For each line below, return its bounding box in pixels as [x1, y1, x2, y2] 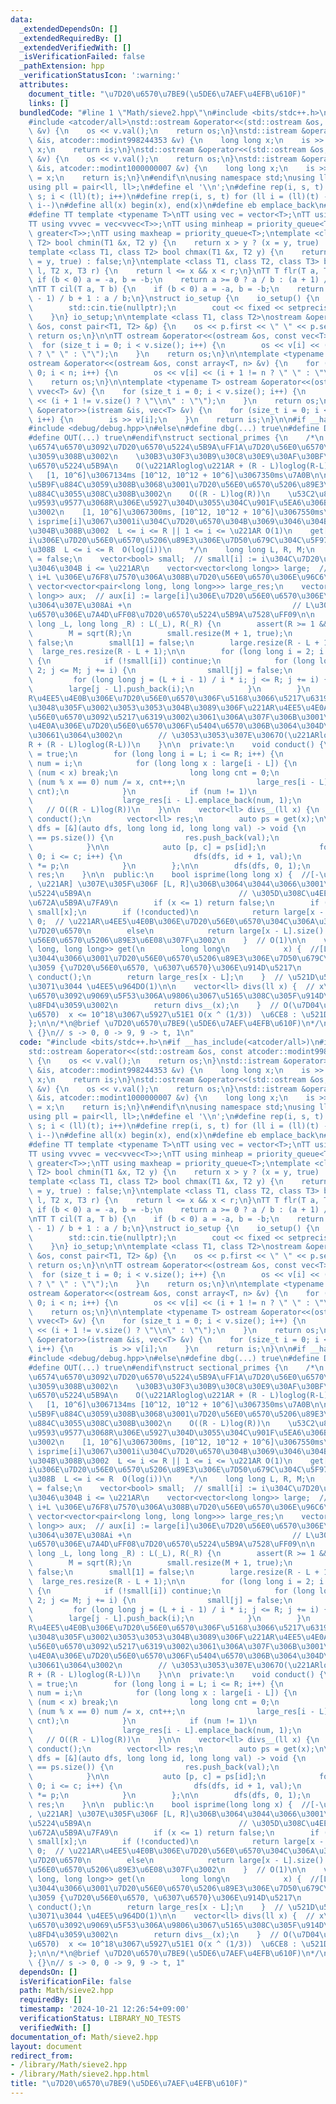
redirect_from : [10, 2051, 74, 2061]
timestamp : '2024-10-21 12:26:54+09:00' [19, 2004, 190, 2015]
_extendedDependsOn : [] [19, 24, 118, 34]
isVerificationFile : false [19, 1976, 132, 1986]
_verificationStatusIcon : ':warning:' [19, 71, 182, 81]
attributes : [19, 80, 70, 90]
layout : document [10, 2041, 83, 2051]
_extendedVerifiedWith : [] [19, 42, 132, 53]
